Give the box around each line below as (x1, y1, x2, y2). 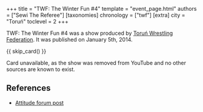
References (6, 83, 51, 93)
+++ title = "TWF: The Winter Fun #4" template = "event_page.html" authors (6, 5, 197, 12)
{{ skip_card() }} (6, 48, 47, 55)
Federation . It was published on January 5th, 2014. (6, 36, 133, 43)
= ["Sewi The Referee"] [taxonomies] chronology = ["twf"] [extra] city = (6, 11, 185, 19)
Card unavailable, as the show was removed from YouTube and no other (6, 60, 187, 66)
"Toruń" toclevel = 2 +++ (6, 18, 68, 25)
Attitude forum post (15, 99, 64, 106)
